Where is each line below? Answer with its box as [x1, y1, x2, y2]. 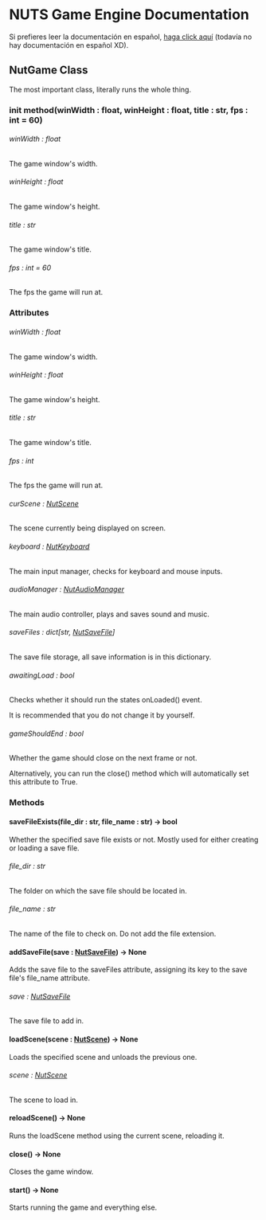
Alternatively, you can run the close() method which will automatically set [9, 768, 249, 778]
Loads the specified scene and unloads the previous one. [9, 1052, 198, 1062]
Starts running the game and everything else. [9, 1202, 158, 1212]
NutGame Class [9, 64, 88, 77]
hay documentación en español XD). [9, 40, 129, 49]
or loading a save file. [9, 843, 80, 853]
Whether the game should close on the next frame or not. [9, 753, 198, 763]
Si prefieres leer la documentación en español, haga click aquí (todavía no [9, 32, 252, 41]
